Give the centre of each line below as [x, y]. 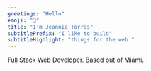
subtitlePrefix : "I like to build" [60, 33]
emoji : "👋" [23, 20]
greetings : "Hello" [36, 14]
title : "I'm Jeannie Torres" [50, 27]
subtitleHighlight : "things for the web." [71, 40]
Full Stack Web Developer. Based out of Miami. [75, 60]
